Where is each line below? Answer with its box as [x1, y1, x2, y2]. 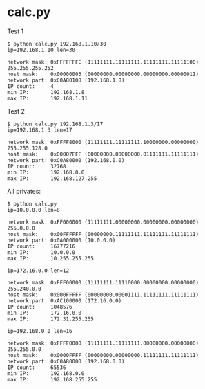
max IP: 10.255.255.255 [7, 255, 95, 262]
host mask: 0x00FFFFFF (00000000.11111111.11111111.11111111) [7, 230, 199, 237]
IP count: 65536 [7, 364, 67, 371]
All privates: [7, 187, 41, 195]
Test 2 [7, 107, 26, 115]
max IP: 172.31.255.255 [7, 316, 95, 323]
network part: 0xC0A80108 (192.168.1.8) [7, 77, 126, 84]
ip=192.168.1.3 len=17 [7, 126, 72, 134]
